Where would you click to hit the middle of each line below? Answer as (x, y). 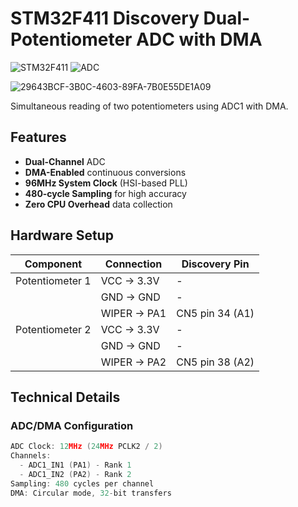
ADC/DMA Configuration (72, 425)
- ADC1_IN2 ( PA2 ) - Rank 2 (75, 474)
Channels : (31, 456)
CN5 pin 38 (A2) (215, 362)
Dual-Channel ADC (65, 161)
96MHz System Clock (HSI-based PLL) (106, 183)
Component (53, 264)
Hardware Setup (62, 235)
